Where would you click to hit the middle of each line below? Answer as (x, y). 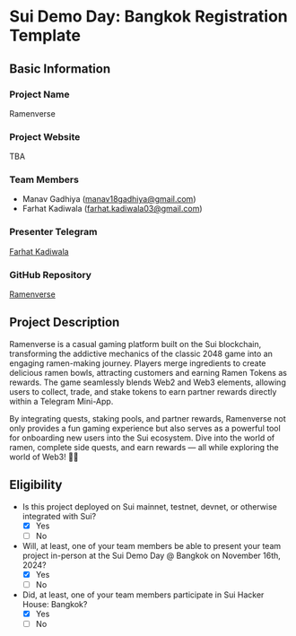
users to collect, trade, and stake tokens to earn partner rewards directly (143, 391)
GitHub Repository (51, 274)
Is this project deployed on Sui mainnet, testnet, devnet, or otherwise (150, 506)
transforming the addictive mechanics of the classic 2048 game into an (141, 353)
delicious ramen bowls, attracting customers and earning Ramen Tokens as (148, 372)
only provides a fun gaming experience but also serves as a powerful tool (145, 428)
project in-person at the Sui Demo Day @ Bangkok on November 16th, (151, 555)
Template (45, 35)
